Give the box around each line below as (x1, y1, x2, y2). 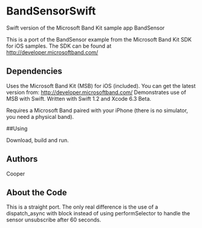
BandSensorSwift (6, 4, 96, 18)
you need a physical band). (6, 113, 74, 120)
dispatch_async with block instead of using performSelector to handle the (6, 210, 191, 217)
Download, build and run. (6, 136, 69, 144)
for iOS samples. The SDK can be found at (6, 42, 112, 49)
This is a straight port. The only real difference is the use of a (6, 203, 158, 211)
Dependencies (6, 66, 62, 77)
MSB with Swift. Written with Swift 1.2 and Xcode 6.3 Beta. (6, 95, 152, 102)
